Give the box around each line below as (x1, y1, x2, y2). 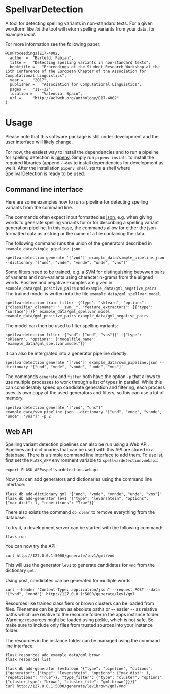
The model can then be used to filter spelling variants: (5, 322, 118, 329)
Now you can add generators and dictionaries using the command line (5, 476, 152, 482)
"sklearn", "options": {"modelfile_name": (5, 337, 96, 342)
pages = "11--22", (10, 86, 53, 92)
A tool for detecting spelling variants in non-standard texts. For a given (5, 20, 153, 26)
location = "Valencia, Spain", (10, 91, 83, 96)
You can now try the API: (5, 543, 57, 549)
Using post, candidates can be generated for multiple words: (5, 577, 132, 583)
